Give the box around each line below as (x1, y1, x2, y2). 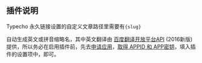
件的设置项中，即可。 (6, 50, 59, 58)
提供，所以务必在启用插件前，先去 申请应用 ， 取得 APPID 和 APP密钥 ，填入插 (6, 43, 196, 50)
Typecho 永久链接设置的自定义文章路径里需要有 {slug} (6, 23, 142, 30)
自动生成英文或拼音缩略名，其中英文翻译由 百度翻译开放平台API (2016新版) (6, 35, 193, 43)
